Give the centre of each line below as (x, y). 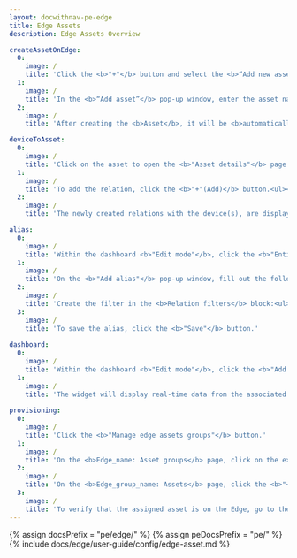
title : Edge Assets (45, 26)
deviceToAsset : (37, 140)
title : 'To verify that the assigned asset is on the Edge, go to (150, 509)
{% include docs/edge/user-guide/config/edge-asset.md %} (120, 544)
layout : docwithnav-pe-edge (61, 17)
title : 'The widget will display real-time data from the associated (156, 394)
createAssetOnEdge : (45, 50)
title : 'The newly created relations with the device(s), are (142, 214)
